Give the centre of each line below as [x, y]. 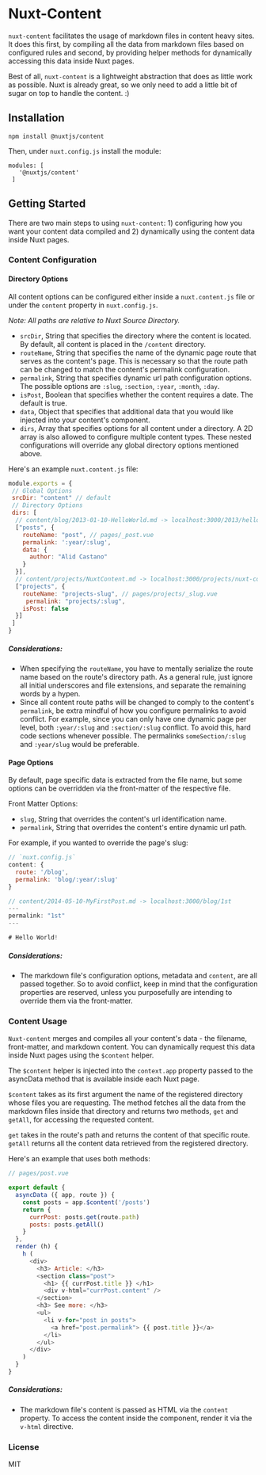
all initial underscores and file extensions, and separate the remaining [133, 685]
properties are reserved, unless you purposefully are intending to [126, 992]
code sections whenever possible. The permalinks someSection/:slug [133, 736]
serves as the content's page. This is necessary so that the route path [133, 360]
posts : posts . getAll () [66, 1225]
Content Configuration [53, 260]
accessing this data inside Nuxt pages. [71, 61]
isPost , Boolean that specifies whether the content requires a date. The [136, 394]
